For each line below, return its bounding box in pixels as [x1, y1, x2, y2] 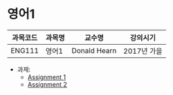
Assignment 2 [27, 80, 68, 88]
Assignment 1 [27, 73, 66, 81]
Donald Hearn [71, 45, 117, 55]
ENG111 [10, 45, 39, 55]
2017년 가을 [123, 46, 163, 56]
